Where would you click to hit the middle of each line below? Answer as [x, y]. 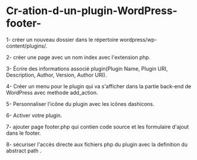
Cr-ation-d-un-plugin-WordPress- [92, 11]
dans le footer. [24, 133]
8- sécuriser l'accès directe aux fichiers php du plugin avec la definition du [97, 144]
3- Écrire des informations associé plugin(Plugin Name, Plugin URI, [87, 68]
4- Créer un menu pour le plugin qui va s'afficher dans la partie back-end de [99, 86]
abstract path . [24, 151]
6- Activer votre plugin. [34, 115]
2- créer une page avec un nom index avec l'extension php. [78, 57]
